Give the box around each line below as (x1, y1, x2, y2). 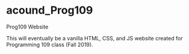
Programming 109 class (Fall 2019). (6, 41, 93, 48)
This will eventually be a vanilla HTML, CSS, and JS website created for (6, 34, 183, 42)
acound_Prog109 (6, 4, 93, 17)
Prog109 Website (6, 23, 49, 30)
